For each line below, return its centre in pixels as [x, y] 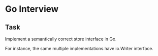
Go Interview [32, 9]
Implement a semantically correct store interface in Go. [61, 39]
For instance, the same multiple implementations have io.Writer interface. [79, 48]
